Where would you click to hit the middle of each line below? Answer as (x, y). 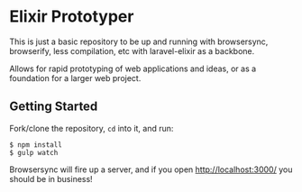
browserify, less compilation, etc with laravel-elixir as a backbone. (132, 50)
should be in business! (51, 178)
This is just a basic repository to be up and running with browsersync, (139, 41)
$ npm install (36, 145)
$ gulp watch (34, 152)
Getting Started (54, 107)
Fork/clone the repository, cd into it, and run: (92, 128)
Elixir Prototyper (72, 17)
